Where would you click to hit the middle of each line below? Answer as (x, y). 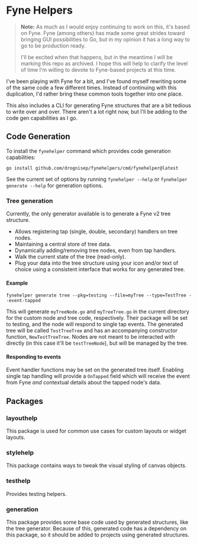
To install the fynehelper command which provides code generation (89, 151)
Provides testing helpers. (36, 494)
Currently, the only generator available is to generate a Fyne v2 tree (88, 214)
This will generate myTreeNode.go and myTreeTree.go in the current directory (98, 311)
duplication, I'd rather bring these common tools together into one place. (95, 94)
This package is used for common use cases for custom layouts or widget (96, 431)
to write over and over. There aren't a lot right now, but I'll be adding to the (97, 112)
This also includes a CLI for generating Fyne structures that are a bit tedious (98, 105)
